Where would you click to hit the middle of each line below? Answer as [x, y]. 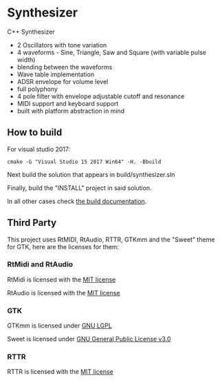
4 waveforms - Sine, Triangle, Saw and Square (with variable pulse [111, 52]
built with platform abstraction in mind [71, 111]
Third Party [32, 223]
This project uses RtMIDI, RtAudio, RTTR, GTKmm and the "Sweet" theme [111, 240]
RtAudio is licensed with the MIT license [64, 293]
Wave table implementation [56, 74]
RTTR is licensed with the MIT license [60, 372]
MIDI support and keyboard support [68, 103]
